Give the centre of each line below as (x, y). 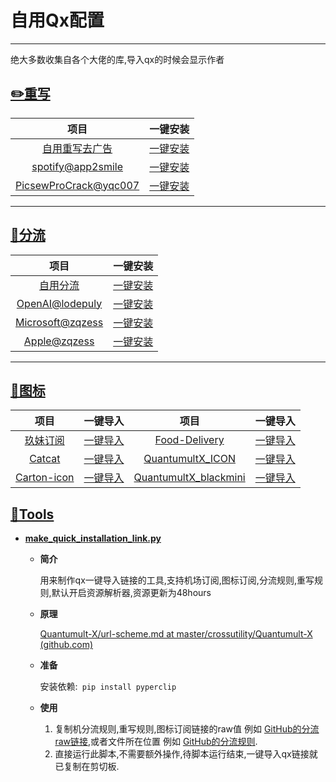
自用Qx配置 (57, 20)
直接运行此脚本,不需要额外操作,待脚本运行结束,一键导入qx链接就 (186, 754)
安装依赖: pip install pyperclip (108, 687)
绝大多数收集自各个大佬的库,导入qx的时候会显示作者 (117, 59)
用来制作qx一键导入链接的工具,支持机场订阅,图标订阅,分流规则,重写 (177, 580)
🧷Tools (32, 514)
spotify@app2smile (77, 166)
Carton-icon (45, 478)
